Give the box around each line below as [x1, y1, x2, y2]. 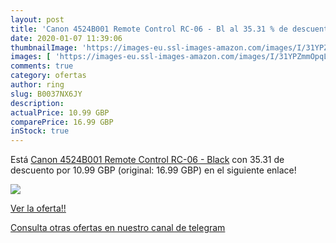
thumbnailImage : [10, 42, 78, 53]
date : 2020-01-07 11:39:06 [10, 33, 123, 43]
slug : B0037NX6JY [10, 89, 83, 99]
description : [10, 98, 65, 108]
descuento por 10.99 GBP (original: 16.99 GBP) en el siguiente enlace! [10, 164, 297, 176]
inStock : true [10, 126, 70, 136]
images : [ [10, 52, 52, 62]
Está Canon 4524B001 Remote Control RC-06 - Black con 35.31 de [10, 154, 285, 166]
